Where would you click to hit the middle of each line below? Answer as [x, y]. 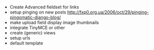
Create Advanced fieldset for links [44, 7]
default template [26, 43]
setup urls [20, 38]
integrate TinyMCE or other [37, 28]
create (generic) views [32, 33]
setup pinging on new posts [38, 12]
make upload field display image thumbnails [54, 22]
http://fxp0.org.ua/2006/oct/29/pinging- [108, 12]
